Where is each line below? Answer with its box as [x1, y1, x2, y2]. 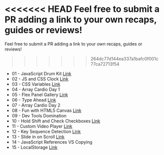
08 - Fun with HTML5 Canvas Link [11, 107, 82, 113]
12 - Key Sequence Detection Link [11, 128, 81, 134]
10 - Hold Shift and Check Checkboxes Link [11, 118, 101, 124]
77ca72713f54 [90, 61, 120, 67]
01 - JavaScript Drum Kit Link [11, 70, 72, 76]
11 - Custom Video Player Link [11, 123, 73, 129]
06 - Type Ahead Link [11, 97, 56, 103]
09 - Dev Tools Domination [11, 112, 67, 118]
